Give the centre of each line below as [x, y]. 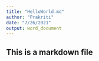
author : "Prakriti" [30, 17]
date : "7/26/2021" [29, 23]
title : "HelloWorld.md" [35, 12]
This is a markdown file [49, 52]
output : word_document [34, 28]
